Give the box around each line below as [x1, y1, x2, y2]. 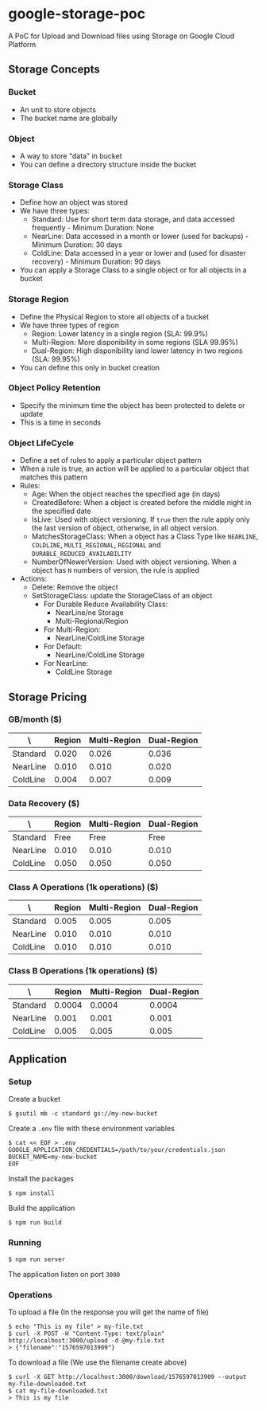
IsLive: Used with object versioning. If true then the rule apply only [31, 515, 250, 524]
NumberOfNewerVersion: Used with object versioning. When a [31, 557, 237, 566]
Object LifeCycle [8, 437, 74, 448]
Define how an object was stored [19, 198, 129, 207]
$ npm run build [8, 1219, 62, 1227]
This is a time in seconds [19, 417, 102, 427]
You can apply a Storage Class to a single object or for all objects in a [19, 265, 247, 275]
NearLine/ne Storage [55, 608, 125, 617]
